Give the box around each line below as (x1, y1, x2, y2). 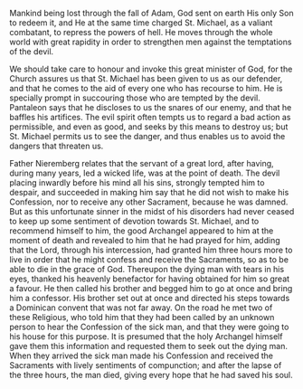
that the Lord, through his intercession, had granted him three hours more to (9, 244, 293, 255)
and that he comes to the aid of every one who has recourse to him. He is (9, 83, 283, 93)
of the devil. (9, 46, 54, 57)
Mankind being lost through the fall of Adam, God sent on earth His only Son (9, 8, 294, 18)
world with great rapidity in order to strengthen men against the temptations (9, 36, 292, 47)
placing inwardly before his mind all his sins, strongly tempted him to (9, 177, 265, 188)
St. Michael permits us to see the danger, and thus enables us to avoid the (9, 131, 286, 141)
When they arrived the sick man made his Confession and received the (9, 350, 274, 361)
